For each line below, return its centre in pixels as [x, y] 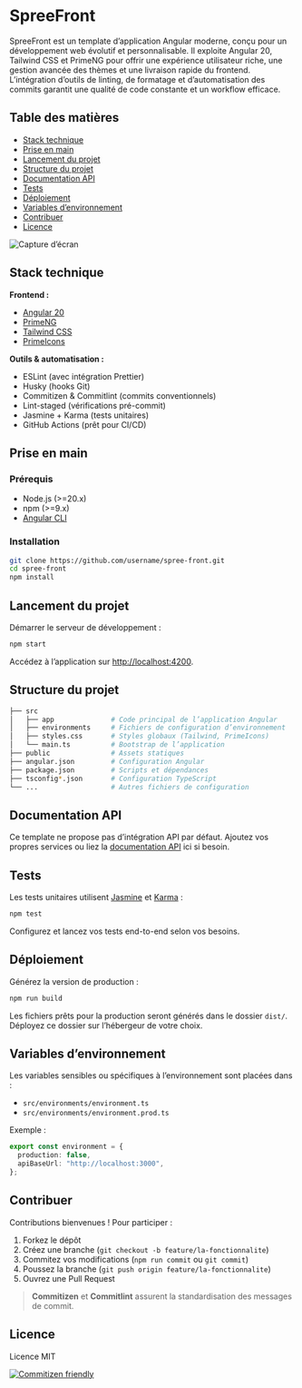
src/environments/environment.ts [86, 1104]
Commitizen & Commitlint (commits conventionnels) [119, 395]
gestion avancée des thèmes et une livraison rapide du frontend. [130, 70]
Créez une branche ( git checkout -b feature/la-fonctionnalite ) [146, 1249]
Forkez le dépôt [52, 1240]
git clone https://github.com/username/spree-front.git [117, 560]
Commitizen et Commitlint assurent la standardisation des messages [162, 1296]
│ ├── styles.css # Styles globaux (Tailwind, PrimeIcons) [140, 737]
